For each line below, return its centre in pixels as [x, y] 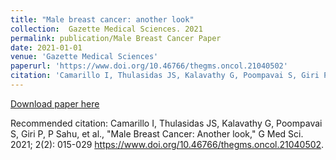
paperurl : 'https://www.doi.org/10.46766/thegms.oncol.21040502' [149, 66]
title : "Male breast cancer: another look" [102, 19]
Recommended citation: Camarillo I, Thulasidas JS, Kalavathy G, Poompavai [166, 123]
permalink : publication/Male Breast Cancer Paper [116, 38]
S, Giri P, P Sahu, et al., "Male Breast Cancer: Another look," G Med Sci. [157, 133]
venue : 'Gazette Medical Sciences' [84, 57]
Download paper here [55, 103]
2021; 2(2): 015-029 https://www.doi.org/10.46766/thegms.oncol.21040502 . [167, 144]
